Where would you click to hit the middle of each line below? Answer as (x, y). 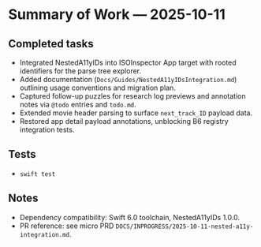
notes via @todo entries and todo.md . (78, 105)
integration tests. (47, 129)
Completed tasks (51, 44)
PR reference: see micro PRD (67, 226)
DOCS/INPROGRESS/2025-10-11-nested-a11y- (185, 226)
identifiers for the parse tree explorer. (80, 71)
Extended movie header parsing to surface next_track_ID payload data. (136, 113)
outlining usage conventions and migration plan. (97, 88)
